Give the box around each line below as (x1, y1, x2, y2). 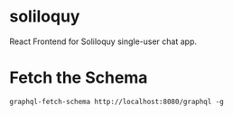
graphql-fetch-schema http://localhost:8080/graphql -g (9, 97, 224, 106)
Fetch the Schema (9, 67, 148, 88)
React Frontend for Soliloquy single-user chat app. (9, 36, 197, 47)
